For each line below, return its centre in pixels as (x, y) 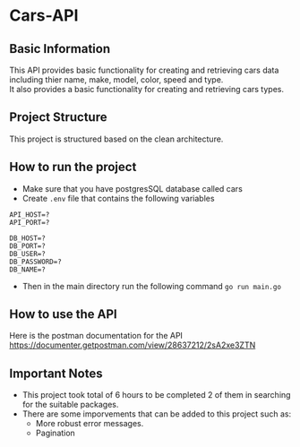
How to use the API (64, 314)
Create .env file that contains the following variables (118, 198)
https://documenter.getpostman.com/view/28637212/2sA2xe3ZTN (133, 345)
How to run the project (73, 167)
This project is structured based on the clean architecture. (116, 139)
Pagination (56, 433)
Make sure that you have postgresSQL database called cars (133, 188)
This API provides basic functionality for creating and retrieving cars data (144, 70)
